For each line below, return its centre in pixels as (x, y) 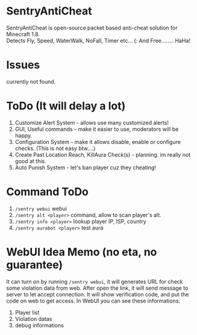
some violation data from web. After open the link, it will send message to (97, 288)
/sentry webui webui (41, 208)
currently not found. (31, 81)
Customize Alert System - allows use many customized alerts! (92, 122)
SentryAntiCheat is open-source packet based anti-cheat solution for (92, 28)
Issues (23, 65)
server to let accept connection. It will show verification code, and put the (98, 294)
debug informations (39, 325)
